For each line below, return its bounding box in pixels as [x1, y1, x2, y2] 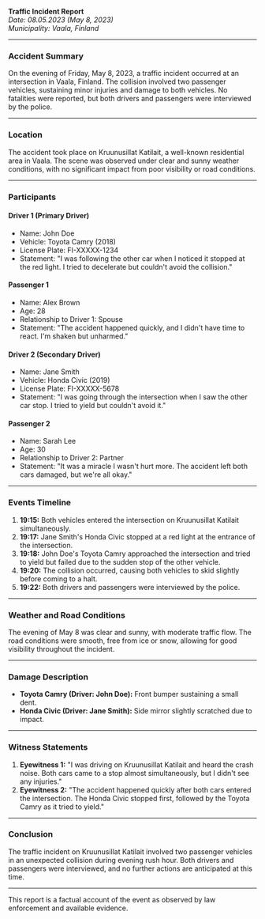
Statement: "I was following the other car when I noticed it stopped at [19, 253, 246, 263]
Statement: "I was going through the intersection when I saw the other [19, 392, 248, 402]
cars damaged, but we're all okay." [19, 470, 132, 479]
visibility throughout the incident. [8, 644, 115, 653]
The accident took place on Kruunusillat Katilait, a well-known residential [8, 147, 244, 157]
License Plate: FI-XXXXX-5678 [19, 384, 120, 394]
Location [8, 130, 43, 141]
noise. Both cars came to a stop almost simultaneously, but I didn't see [19, 768, 250, 777]
